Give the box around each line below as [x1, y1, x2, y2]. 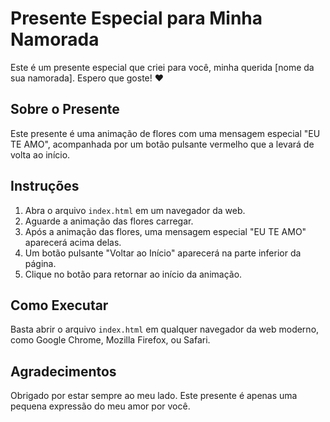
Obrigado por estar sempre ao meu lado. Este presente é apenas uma [10, 390, 298, 402]
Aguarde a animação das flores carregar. [24, 215, 194, 227]
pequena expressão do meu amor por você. [10, 400, 191, 412]
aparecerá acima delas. [24, 236, 122, 248]
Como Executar [10, 297, 109, 314]
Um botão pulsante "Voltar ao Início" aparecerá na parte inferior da [24, 247, 302, 259]
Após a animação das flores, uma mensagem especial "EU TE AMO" [24, 225, 307, 237]
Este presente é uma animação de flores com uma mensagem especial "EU [10, 127, 321, 139]
